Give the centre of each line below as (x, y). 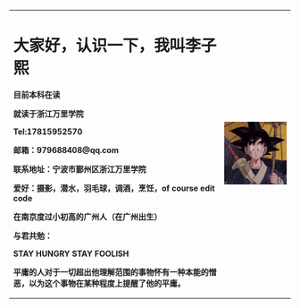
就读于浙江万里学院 (48, 114)
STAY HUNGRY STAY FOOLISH (71, 253)
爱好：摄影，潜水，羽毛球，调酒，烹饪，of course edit (114, 188)
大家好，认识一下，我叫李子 (115, 45)
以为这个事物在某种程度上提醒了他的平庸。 (107, 283)
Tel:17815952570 (48, 132)
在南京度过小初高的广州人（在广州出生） (87, 217)
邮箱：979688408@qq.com (66, 150)
